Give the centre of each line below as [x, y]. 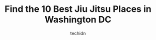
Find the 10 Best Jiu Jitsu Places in [78, 9]
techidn [78, 33]
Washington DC [78, 20]
